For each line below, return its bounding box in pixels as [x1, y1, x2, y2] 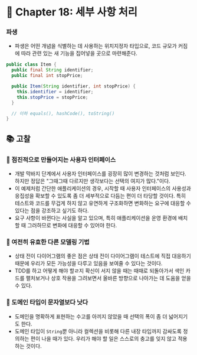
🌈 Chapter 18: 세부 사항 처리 [6, 5, 137, 19]
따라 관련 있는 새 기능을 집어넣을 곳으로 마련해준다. [21, 50, 137, 57]
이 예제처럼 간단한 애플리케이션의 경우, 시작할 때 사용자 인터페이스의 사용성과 [14, 185, 192, 192]
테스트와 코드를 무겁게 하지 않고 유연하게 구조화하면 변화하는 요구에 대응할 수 [14, 200, 192, 207]
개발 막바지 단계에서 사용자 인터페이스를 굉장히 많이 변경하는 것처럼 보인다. [14, 170, 187, 177]
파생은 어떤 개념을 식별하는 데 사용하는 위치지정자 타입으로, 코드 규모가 [14, 43, 177, 50]
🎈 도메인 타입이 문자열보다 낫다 [6, 298, 88, 307]
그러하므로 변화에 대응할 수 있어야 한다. [27, 222, 117, 229]
